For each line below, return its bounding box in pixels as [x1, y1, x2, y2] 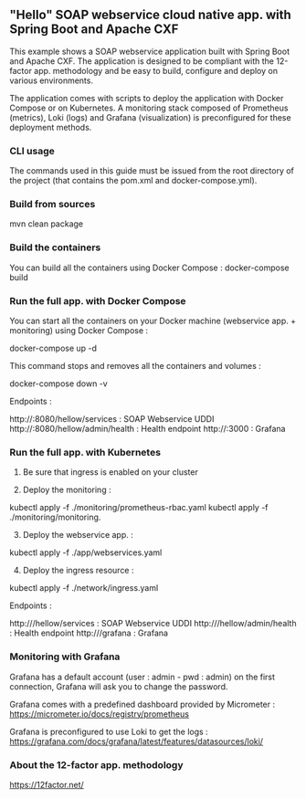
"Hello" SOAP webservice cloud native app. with [9, 7, 291, 23]
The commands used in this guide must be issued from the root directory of [9, 165, 295, 176]
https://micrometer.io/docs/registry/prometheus [9, 708, 190, 720]
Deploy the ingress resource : [22, 565, 134, 576]
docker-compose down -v [9, 378, 108, 389]
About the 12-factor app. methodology [9, 758, 185, 771]
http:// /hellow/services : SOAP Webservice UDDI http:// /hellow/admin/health [9, 618, 297, 629]
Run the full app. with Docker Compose [9, 294, 186, 307]
